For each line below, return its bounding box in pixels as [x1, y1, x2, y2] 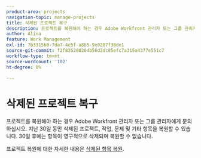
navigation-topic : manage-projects [6, 14, 95, 20]
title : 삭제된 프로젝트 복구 [6, 20, 68, 26]
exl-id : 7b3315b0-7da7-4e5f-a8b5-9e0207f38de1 [6, 42, 124, 48]
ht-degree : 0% [6, 64, 42, 70]
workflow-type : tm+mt [6, 53, 60, 59]
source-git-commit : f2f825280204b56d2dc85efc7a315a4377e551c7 [6, 48, 165, 54]
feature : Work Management [6, 36, 71, 42]
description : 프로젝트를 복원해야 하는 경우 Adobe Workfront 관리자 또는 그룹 [6, 25, 182, 32]
